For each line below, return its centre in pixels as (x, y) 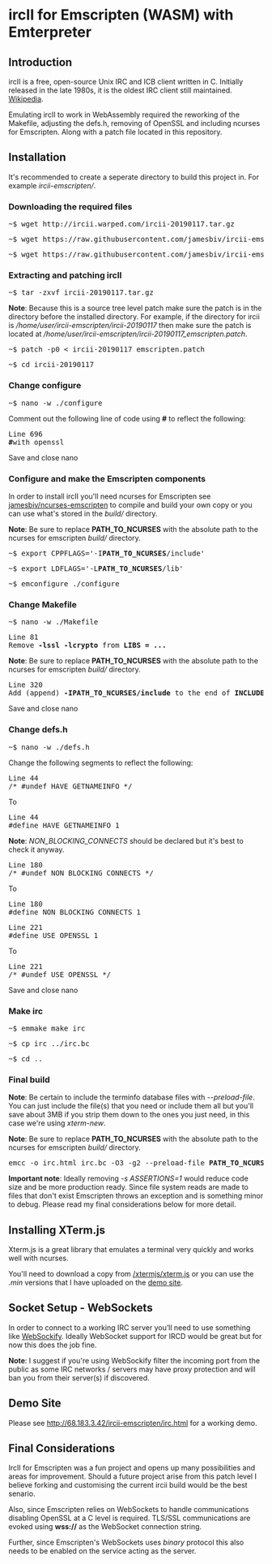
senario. (22, 1494)
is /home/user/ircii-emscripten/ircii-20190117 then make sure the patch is (130, 326)
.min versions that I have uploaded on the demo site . (96, 1282)
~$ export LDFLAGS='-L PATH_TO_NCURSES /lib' (96, 569)
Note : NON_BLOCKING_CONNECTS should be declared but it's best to (126, 840)
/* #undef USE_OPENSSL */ (60, 974)
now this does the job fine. (53, 1345)
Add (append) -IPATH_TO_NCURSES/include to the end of (119, 693)
